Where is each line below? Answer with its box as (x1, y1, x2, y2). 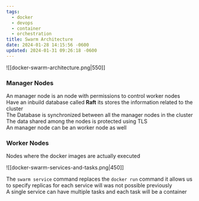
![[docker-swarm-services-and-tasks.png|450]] (6, 164, 124, 171)
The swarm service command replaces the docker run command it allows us (6, 175, 192, 183)
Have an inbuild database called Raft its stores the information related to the (6, 99, 193, 106)
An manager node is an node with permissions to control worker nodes (6, 92, 181, 100)
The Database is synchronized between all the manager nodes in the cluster (6, 112, 193, 119)
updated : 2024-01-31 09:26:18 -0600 (6, 48, 97, 54)
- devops (11, 20, 33, 26)
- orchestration (11, 31, 52, 37)
